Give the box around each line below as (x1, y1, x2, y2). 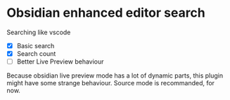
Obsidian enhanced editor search (6, 5, 205, 21)
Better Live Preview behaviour (16, 57, 104, 66)
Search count (16, 50, 56, 57)
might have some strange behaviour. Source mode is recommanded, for (6, 79, 215, 87)
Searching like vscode (6, 28, 71, 36)
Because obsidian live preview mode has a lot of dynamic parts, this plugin (6, 71, 223, 80)
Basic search (16, 41, 55, 50)
